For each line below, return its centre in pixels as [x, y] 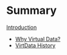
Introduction [22, 27]
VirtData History [35, 45]
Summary [31, 11]
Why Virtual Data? [38, 39]
